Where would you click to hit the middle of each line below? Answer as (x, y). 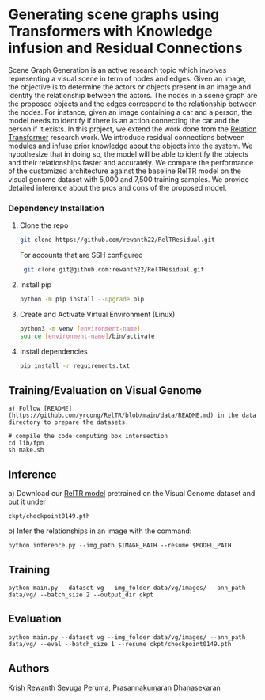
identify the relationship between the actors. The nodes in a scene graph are (133, 95)
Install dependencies (54, 351)
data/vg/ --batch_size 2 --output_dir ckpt (81, 595)
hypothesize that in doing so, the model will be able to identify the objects (129, 154)
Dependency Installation (56, 208)
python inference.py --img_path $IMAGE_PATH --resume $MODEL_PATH (120, 546)
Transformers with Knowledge (110, 31)
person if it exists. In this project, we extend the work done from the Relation (132, 129)
